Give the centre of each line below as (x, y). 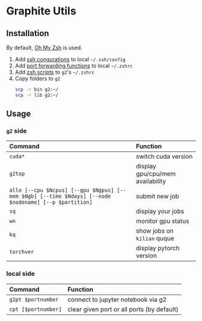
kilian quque (155, 239)
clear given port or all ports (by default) (123, 309)
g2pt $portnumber (34, 299)
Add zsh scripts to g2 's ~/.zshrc (55, 72)
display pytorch (158, 248)
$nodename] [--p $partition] (51, 202)
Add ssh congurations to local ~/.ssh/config (70, 59)
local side (20, 274)
